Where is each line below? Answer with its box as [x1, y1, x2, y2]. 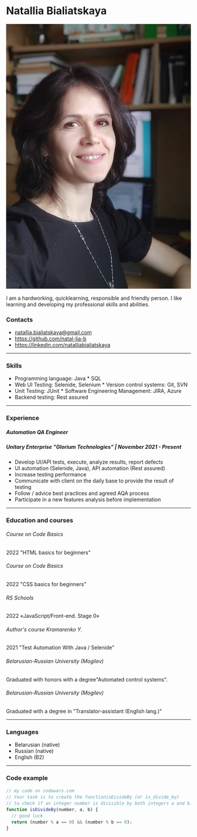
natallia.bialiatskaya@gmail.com [14, 329, 92, 336]
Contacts [6, 315, 33, 323]
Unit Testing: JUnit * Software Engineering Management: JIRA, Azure [14, 388, 182, 395]
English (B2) [14, 754, 45, 761]
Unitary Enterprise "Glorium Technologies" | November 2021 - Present [6, 444, 182, 451]
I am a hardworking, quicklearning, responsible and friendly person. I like [6, 295, 182, 302]
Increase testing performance [14, 471, 87, 478]
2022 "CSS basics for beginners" [6, 580, 87, 587]
